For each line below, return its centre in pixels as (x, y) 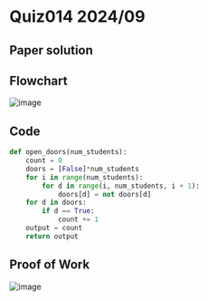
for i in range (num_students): (85, 177)
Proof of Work (50, 265)
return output (52, 236)
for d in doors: (57, 203)
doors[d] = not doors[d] (104, 194)
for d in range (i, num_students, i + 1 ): (121, 186)
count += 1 (78, 219)
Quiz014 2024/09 (77, 17)
